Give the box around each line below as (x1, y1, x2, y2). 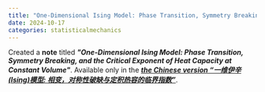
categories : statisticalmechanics (8, 26, 122, 34)
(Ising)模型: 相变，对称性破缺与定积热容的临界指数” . (8, 75, 178, 85)
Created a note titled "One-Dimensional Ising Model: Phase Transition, (8, 48, 244, 57)
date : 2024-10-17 (8, 19, 65, 27)
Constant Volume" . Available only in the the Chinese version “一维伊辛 (8, 65, 242, 75)
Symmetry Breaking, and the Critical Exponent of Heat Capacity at (8, 56, 233, 65)
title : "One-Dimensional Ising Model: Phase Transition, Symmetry (8, 11, 231, 20)
